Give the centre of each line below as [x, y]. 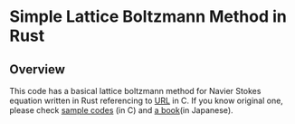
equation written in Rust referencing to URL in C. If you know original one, [146, 100]
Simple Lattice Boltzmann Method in [148, 17]
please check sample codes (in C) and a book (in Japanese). [121, 110]
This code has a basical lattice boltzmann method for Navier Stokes [135, 91]
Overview [38, 69]
